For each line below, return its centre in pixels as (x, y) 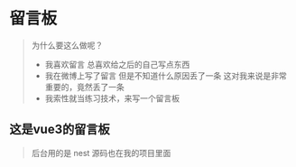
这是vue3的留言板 (60, 130)
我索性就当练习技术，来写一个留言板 (112, 98)
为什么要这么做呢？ (67, 45)
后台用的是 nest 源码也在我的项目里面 (101, 153)
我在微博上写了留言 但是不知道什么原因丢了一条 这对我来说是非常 (166, 75)
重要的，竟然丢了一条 (84, 87)
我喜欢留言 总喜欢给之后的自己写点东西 (117, 64)
